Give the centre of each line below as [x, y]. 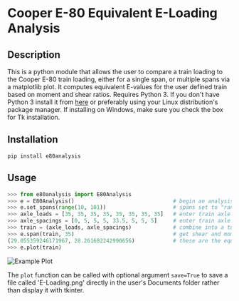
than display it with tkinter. [46, 290]
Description [34, 55]
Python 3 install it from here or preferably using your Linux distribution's [113, 102]
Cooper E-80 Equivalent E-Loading [113, 13]
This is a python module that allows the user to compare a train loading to [115, 72]
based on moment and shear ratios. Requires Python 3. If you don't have [113, 95]
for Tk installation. [34, 117]
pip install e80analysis [44, 156]
